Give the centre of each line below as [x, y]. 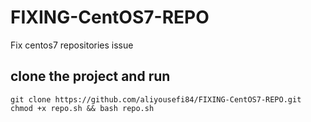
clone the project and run [90, 76]
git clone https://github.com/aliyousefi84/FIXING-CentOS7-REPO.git [156, 99]
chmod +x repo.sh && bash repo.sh [82, 108]
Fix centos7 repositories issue [72, 45]
